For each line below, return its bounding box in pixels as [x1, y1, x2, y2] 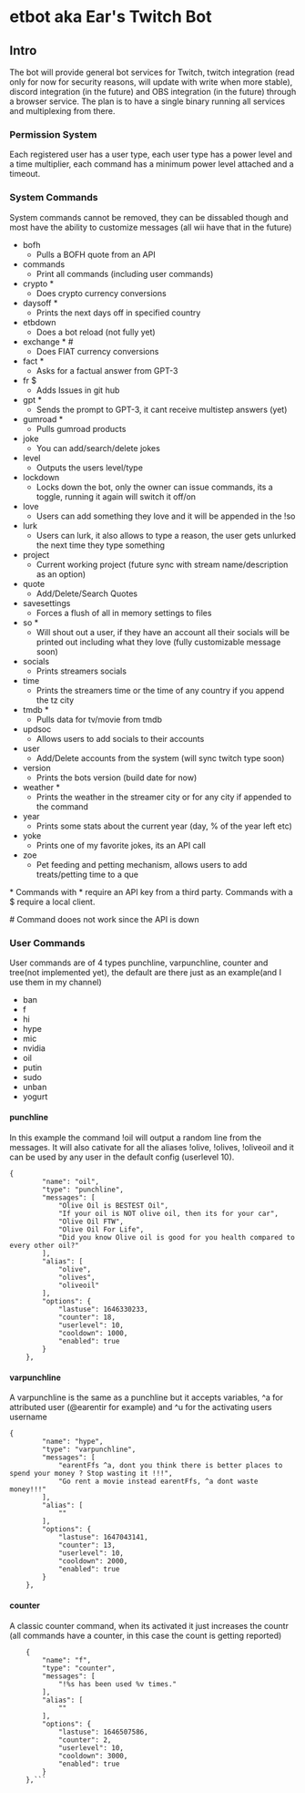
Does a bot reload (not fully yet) [36, 326, 157, 337]
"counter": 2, [57, 1735, 112, 1745]
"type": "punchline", [42, 1185, 125, 1195]
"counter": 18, [57, 1313, 117, 1323]
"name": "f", [42, 1655, 92, 1664]
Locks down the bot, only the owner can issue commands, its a [36, 481, 273, 492]
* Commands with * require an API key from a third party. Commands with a [9, 886, 293, 897]
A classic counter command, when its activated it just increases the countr [9, 1620, 290, 1631]
